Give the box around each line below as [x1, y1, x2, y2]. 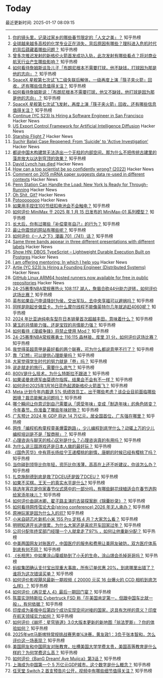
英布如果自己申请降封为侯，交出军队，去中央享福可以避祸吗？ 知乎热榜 [12, 298, 154, 303]
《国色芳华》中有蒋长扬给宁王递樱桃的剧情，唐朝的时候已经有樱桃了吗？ [12, 449, 157, 455]
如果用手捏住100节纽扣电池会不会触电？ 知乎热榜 [12, 202, 110, 209]
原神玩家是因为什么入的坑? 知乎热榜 [12, 510, 84, 516]
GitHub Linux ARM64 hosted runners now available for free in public [12, 275, 149, 281]
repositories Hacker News [12, 280, 65, 285]
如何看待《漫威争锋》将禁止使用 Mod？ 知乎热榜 [12, 328, 109, 334]
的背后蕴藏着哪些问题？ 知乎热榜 [12, 47, 78, 52]
